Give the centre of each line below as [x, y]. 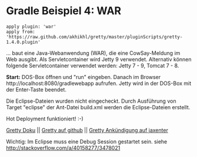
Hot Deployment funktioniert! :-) [45, 119]
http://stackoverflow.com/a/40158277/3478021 [63, 148]
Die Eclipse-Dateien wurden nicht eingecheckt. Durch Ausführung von [91, 101]
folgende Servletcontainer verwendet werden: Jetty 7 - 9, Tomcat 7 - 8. [93, 66]
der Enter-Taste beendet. [36, 89]
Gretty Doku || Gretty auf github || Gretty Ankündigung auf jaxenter [87, 130]
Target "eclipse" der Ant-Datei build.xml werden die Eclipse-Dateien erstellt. [98, 107]
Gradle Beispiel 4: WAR [64, 11]
